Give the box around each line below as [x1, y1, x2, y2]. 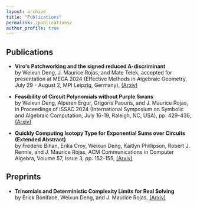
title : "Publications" [6, 14, 62, 20]
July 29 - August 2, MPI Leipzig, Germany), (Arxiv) [14, 82, 138, 89]
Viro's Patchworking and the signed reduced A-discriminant [14, 63, 166, 70]
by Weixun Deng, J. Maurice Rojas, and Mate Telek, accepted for [14, 69, 172, 76]
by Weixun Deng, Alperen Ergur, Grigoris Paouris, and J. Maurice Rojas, [14, 99, 189, 106]
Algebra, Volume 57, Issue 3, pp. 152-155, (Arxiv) [14, 155, 133, 162]
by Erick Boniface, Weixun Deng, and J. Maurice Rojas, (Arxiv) [14, 193, 166, 201]
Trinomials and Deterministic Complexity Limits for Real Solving [14, 187, 175, 195]
